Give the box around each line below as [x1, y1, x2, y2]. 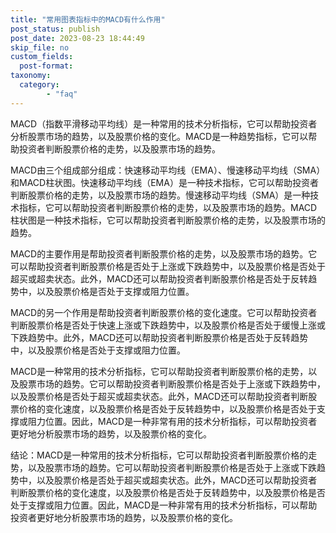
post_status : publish [10, 24, 101, 34]
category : [19, 80, 60, 90]
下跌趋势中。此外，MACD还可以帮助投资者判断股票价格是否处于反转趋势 [10, 331, 309, 343]
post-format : [19, 61, 74, 71]
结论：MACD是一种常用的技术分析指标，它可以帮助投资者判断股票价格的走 [10, 449, 318, 461]
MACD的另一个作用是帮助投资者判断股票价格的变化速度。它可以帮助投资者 [10, 306, 318, 318]
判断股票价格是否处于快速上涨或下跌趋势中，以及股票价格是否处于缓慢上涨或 [10, 319, 326, 331]
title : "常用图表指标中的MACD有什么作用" [10, 14, 166, 25]
